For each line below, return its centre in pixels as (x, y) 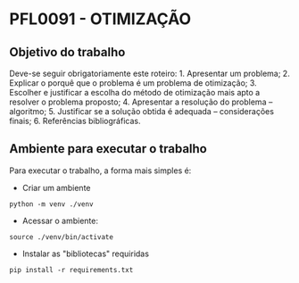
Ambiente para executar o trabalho (108, 149)
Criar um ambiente (56, 187)
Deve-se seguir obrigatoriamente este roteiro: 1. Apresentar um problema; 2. (149, 73)
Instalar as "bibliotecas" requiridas (86, 254)
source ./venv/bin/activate (62, 237)
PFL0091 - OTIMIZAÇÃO (100, 19)
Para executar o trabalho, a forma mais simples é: (100, 171)
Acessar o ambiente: (60, 221)
